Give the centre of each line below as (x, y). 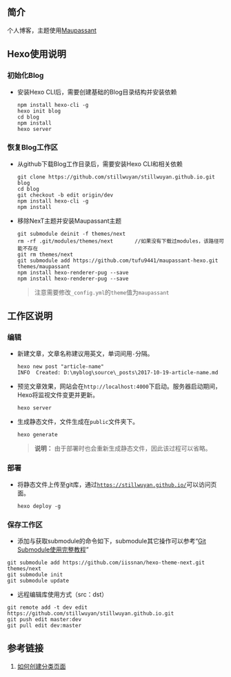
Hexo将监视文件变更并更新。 (58, 395)
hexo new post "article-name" (61, 367)
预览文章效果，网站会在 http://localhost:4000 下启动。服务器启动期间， (119, 386)
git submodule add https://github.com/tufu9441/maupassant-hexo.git (118, 261)
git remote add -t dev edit (48, 608)
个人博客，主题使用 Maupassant (52, 30)
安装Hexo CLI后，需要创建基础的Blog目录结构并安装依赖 (97, 92)
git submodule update (38, 581)
